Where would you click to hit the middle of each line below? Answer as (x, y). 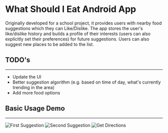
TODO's (18, 60)
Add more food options (36, 92)
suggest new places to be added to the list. (49, 44)
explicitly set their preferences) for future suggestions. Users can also (77, 39)
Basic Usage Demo (35, 108)
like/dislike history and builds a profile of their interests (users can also (78, 33)
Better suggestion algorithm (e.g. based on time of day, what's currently (86, 82)
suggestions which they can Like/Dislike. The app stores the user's (74, 28)
